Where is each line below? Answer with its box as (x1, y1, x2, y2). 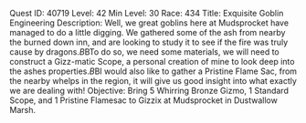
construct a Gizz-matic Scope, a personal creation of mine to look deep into (9, 56, 295, 67)
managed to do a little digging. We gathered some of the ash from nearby (9, 27, 286, 37)
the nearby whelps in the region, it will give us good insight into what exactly (9, 76, 297, 86)
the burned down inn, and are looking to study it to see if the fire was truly (9, 36, 289, 47)
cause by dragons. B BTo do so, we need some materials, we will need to (9, 46, 280, 57)
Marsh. (9, 105, 37, 115)
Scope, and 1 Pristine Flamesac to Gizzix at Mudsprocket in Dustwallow (9, 95, 279, 106)
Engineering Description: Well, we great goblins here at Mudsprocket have (9, 17, 290, 28)
